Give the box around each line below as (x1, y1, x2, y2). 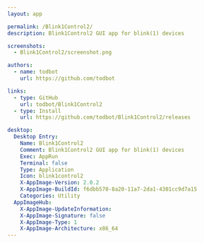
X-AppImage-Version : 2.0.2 (20, 179, 100, 186)
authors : (7, 61, 33, 69)
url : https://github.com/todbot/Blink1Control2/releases (20, 114, 191, 121)
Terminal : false (20, 160, 68, 167)
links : (7, 88, 27, 95)
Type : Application (20, 166, 74, 173)
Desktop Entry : (13, 134, 59, 141)
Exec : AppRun (20, 153, 59, 160)
